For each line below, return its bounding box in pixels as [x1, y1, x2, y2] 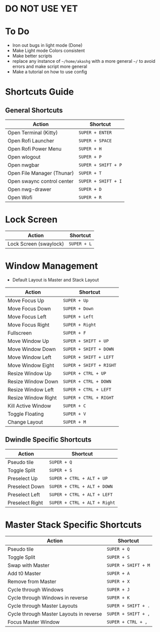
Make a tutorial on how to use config [12, 69, 88, 75]
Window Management [5, 260, 98, 272]
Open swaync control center [7, 178, 74, 185]
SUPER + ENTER [78, 130, 112, 136]
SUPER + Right [62, 322, 97, 327]
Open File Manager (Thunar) [7, 170, 74, 177]
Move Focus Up [7, 297, 45, 304]
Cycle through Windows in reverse [7, 594, 88, 601]
